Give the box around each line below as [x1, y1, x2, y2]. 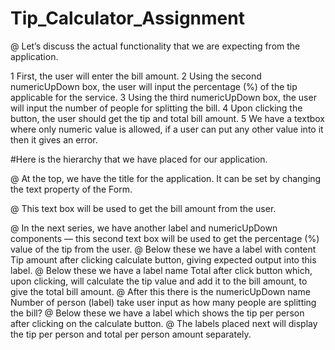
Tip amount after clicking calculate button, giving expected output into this [10, 253, 317, 266]
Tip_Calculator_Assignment [10, 7, 245, 30]
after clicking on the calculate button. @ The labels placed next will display [10, 317, 318, 329]
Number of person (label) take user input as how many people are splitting [10, 296, 317, 308]
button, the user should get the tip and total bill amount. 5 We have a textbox [10, 112, 326, 124]
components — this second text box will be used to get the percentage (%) [10, 232, 320, 244]
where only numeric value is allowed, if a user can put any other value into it [10, 123, 324, 135]
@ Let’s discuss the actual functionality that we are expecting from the [10, 40, 301, 52]
